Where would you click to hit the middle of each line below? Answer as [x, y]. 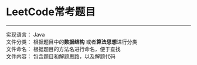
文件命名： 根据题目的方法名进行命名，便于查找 [63, 49]
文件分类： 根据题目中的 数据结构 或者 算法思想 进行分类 [72, 42]
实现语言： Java [26, 34]
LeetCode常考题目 [51, 12]
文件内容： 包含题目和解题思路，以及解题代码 [61, 56]
